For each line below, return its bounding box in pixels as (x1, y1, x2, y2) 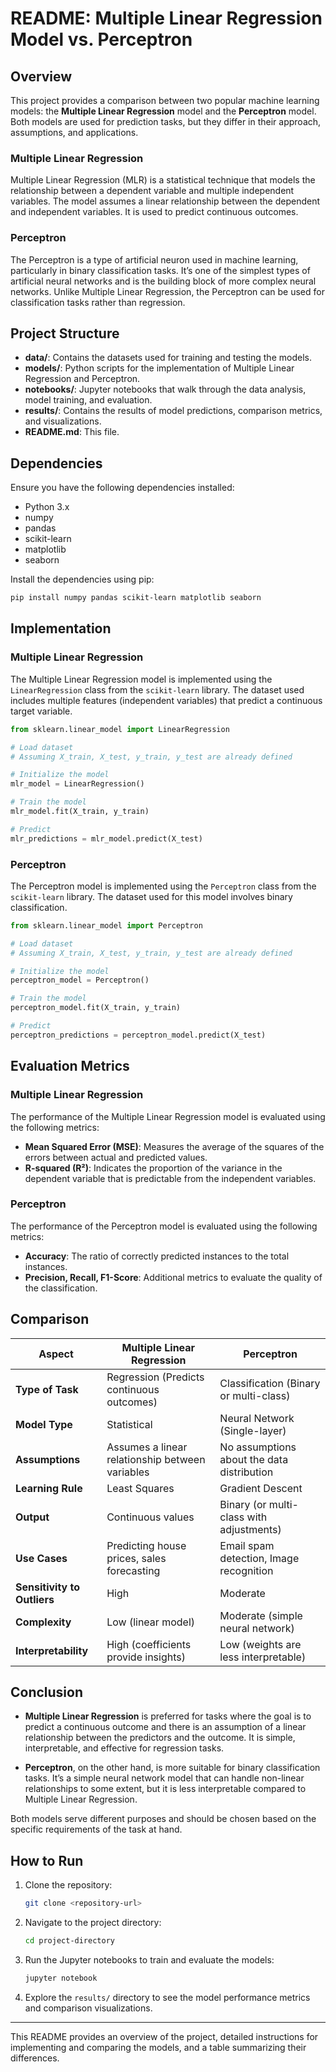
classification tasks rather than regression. (10, 296, 186, 308)
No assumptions (219, 1440, 297, 1454)
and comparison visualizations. (24, 2002, 153, 2014)
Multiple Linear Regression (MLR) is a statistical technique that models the (10, 174, 316, 186)
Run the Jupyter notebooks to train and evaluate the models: (24, 1954, 275, 1966)
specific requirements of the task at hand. (10, 1823, 183, 1836)
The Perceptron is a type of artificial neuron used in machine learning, (10, 253, 299, 266)
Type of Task (15, 1382, 79, 1396)
